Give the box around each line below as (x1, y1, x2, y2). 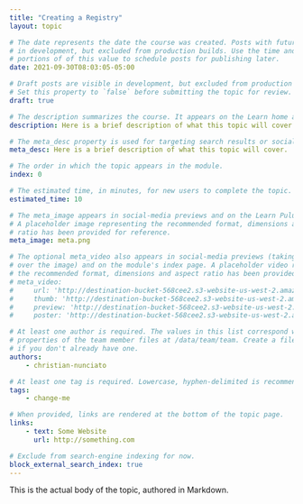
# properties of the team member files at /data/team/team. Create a (9, 335, 277, 345)
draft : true (9, 96, 54, 105)
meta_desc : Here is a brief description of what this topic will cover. (9, 145, 289, 154)
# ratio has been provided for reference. (9, 227, 171, 237)
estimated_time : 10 (9, 195, 83, 204)
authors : (9, 353, 42, 362)
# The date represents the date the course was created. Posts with (9, 38, 272, 47)
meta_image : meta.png (9, 236, 91, 245)
